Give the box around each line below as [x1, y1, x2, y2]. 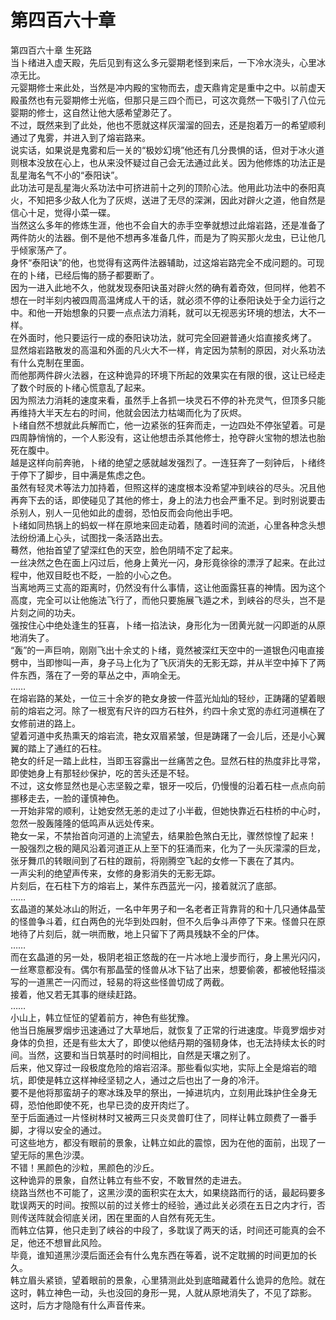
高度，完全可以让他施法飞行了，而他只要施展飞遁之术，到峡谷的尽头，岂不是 [10, 594, 326, 606]
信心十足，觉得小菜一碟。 [10, 206, 116, 218]
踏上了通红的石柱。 [27, 742, 107, 754]
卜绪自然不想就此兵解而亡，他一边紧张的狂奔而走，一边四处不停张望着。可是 [10, 419, 326, 431]
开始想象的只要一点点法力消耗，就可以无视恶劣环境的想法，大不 [53, 306, 317, 318]
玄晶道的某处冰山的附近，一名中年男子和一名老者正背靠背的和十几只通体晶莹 [10, 902, 326, 915]
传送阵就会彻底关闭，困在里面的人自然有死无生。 [18, 1211, 221, 1223]
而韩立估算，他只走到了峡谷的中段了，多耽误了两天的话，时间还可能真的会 [10, 1224, 317, 1236]
